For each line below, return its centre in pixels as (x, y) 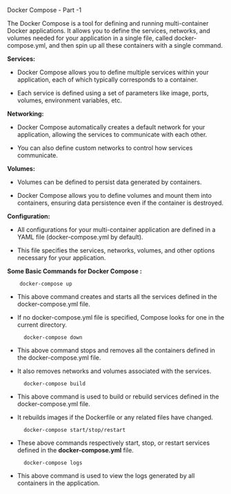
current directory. (42, 325)
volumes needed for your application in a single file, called (90, 38)
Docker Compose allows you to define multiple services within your (113, 72)
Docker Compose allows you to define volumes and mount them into (114, 195)
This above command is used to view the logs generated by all (106, 476)
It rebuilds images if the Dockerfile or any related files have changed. (115, 417)
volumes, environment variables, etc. (70, 100)
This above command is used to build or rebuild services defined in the (118, 396)
